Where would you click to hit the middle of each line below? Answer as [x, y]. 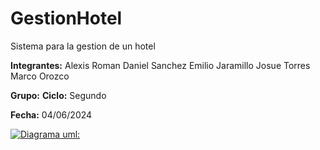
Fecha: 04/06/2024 [51, 114]
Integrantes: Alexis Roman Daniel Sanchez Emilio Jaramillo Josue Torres [160, 65]
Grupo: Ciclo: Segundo [58, 95]
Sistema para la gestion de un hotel [83, 46]
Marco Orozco [40, 76]
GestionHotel [66, 18]
